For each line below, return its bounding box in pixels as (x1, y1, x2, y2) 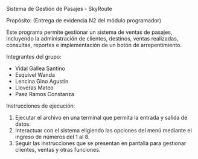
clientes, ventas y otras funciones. (14, 146, 101, 153)
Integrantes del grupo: (6, 53, 62, 60)
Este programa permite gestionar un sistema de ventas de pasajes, (6, 28, 173, 36)
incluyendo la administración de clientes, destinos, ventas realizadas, (6, 35, 179, 42)
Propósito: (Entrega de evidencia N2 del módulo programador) (6, 17, 162, 24)
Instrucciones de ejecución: (6, 102, 75, 109)
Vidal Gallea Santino (14, 65, 65, 72)
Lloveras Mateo (14, 84, 54, 91)
